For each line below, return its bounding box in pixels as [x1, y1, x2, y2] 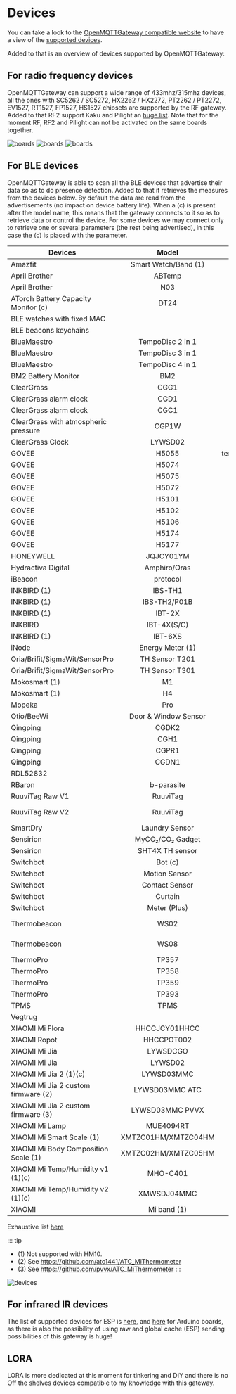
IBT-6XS [153, 631, 183, 641]
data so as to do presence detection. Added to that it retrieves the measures [7, 186, 228, 194]
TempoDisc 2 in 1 [138, 336, 197, 346]
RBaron [11, 779, 35, 789]
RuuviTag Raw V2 [11, 807, 70, 817]
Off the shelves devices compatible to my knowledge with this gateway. [7, 1379, 215, 1387]
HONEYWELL [11, 551, 55, 561]
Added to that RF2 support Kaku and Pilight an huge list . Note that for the [7, 110, 219, 119]
